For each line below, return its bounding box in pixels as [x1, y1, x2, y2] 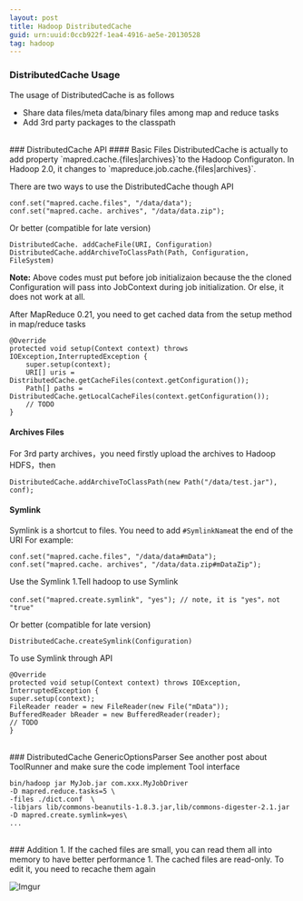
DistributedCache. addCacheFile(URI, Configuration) [9, 240, 213, 249]
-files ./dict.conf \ [9, 795, 95, 804]
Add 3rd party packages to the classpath [22, 116, 176, 127]
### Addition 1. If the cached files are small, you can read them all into [9, 844, 272, 855]
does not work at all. [9, 291, 86, 302]
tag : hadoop [9, 38, 54, 48]
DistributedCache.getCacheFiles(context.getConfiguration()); [9, 375, 249, 385]
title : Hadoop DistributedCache [9, 22, 132, 31]
